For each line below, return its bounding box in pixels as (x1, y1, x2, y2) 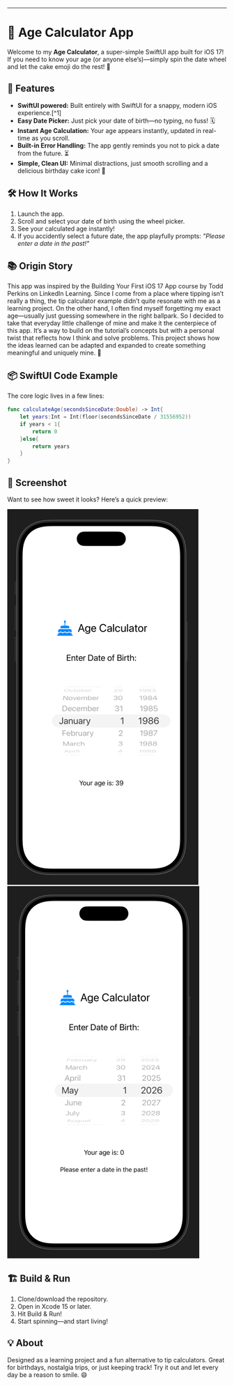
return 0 (32, 428, 58, 435)
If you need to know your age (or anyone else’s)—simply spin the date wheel (7, 55, 226, 63)
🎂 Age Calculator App (7, 25, 134, 40)
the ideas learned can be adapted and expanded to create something (7, 341, 206, 350)
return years (32, 443, 70, 450)
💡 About (7, 1337, 44, 1349)
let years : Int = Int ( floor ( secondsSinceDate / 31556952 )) (19, 414, 192, 421)
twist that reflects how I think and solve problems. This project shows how (7, 334, 221, 342)
